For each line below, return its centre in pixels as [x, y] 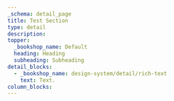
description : [27, 34]
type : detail [27, 27]
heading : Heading [40, 54]
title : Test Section [38, 21]
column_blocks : [30, 87]
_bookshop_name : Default [51, 47]
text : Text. [38, 80]
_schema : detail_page [40, 14]
